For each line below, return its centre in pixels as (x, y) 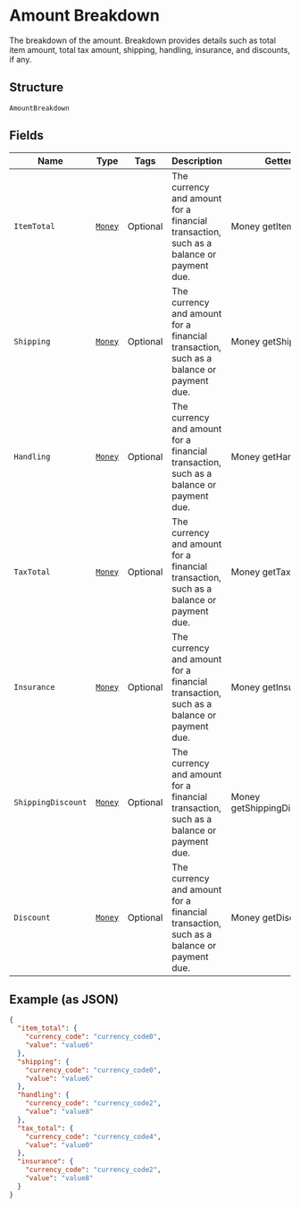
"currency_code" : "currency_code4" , (94, 1136)
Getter (279, 160)
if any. (21, 59)
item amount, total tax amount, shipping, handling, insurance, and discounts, (150, 49)
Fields (27, 136)
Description (197, 160)
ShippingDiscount (50, 802)
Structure (37, 87)
